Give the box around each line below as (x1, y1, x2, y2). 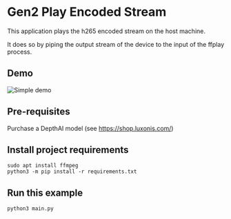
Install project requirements (7, 144, 129, 156)
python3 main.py (7, 205, 54, 212)
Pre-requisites (7, 106, 70, 118)
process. (7, 48, 32, 56)
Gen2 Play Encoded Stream (7, 4, 167, 20)
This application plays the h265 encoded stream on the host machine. (7, 27, 205, 35)
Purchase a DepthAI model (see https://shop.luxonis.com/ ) (7, 124, 174, 132)
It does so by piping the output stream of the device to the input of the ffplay (7, 40, 225, 48)
